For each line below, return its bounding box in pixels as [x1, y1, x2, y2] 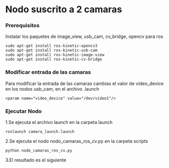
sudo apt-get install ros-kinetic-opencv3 [5, 44, 98, 49]
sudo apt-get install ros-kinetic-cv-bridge [5, 57, 102, 62]
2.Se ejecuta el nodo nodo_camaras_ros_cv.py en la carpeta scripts [5, 138, 148, 144]
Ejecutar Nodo [5, 108, 42, 115]
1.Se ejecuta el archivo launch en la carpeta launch [5, 119, 113, 125]
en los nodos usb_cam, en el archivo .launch [5, 86, 99, 92]
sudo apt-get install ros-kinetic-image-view [5, 52, 104, 57]
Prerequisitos [5, 22, 40, 29]
